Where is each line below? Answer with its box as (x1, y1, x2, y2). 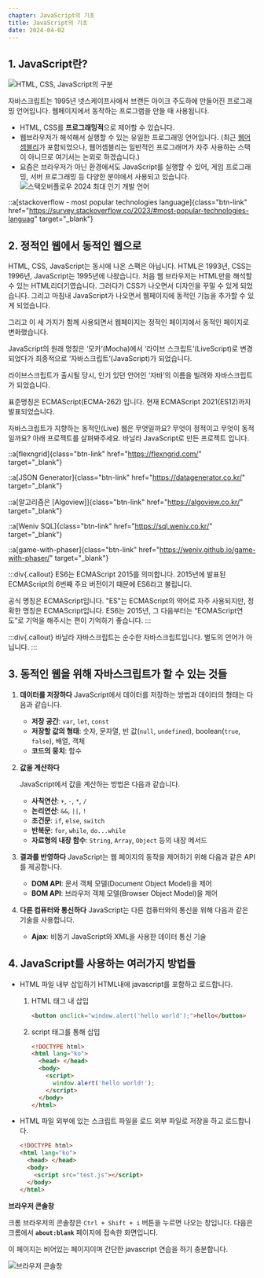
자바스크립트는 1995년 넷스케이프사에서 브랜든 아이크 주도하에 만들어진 (8, 96, 225, 106)
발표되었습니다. (8, 407, 55, 416)
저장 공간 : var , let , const (31, 716, 110, 726)
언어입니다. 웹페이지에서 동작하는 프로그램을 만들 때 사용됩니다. (16, 106, 210, 116)
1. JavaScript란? (8, 57, 88, 71)
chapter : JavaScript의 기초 (8, 11, 96, 20)
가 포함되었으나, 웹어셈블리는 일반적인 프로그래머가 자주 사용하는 (38, 142, 236, 152)
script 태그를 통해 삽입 (31, 1027, 101, 1037)
